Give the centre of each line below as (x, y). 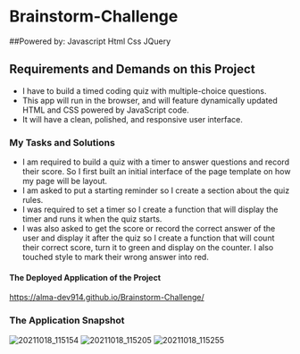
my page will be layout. (65, 181)
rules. (33, 200)
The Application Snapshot (67, 321)
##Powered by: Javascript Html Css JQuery (90, 41)
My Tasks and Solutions (62, 142)
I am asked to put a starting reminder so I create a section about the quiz (156, 190)
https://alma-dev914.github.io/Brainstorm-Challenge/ (107, 298)
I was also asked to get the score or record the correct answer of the (149, 229)
